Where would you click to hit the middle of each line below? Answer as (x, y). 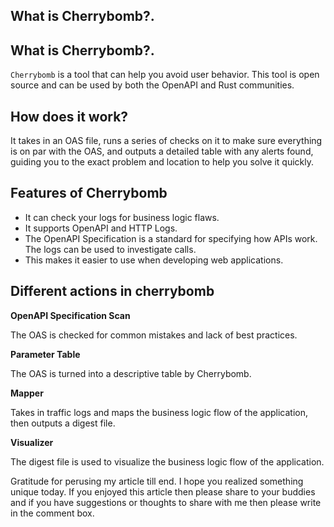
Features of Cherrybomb (89, 193)
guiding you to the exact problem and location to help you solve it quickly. (162, 162)
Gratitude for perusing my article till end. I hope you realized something (157, 481)
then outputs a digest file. (63, 423)
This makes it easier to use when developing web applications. (154, 260)
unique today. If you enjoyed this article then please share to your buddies (163, 491)
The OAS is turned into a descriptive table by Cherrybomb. (131, 373)
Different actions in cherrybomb (112, 291)
